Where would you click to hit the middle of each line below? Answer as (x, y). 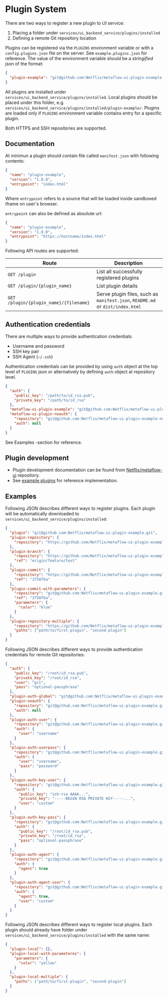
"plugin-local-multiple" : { (39, 977)
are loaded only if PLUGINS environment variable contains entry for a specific (83, 113)
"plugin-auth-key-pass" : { (38, 817)
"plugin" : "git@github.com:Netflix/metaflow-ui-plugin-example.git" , (83, 533)
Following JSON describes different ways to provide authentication (74, 649)
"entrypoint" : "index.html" (39, 184)
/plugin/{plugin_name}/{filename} (49, 303)
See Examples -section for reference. (44, 442)
